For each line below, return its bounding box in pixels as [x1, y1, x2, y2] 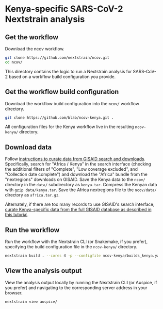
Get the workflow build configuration [5, 88, 119, 96]
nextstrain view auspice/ [5, 299, 57, 304]
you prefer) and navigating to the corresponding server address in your [5, 285, 147, 291]
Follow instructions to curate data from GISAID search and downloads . [5, 156, 146, 162]
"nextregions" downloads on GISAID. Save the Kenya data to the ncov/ [5, 177, 146, 182]
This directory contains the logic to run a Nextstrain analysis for [5, 68, 132, 74]
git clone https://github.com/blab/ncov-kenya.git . [5, 115, 114, 120]
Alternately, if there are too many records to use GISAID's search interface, [5, 201, 155, 207]
